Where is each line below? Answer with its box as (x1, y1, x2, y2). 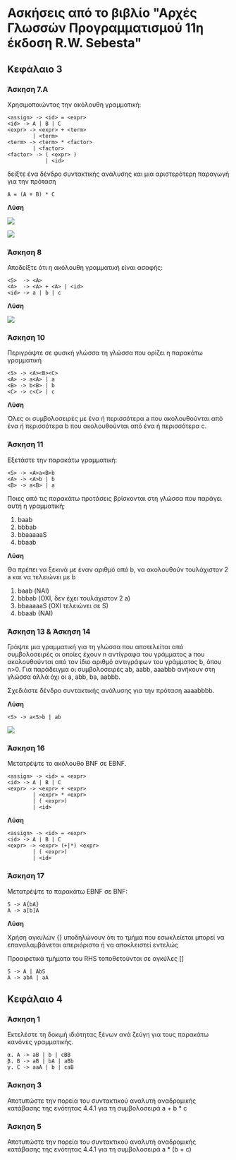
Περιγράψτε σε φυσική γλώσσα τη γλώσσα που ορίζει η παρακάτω (7, 348, 203, 357)
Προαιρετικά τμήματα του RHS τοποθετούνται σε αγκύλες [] (7, 954, 185, 962)
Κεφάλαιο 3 (7, 63, 63, 75)
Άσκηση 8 (7, 247, 42, 257)
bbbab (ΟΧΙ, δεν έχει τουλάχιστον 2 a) (17, 593, 131, 602)
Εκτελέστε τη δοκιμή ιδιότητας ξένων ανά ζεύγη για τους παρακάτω (7, 1030, 209, 1039)
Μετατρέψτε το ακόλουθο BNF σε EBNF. (7, 759, 127, 768)
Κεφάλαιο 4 (7, 993, 63, 1005)
